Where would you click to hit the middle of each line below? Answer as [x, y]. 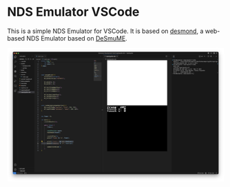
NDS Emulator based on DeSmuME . [77, 38]
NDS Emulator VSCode [73, 12]
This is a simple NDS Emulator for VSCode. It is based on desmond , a [105, 31]
